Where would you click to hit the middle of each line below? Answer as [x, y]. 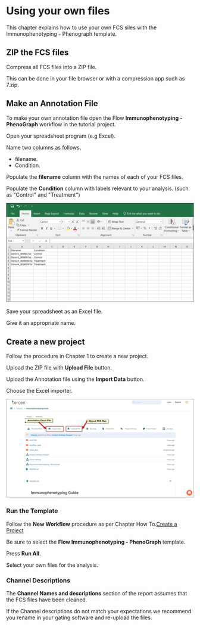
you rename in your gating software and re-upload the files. [79, 617]
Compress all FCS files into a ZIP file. [51, 67]
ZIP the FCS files [37, 53]
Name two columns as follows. [44, 147]
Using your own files [58, 11]
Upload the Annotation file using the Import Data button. [75, 379]
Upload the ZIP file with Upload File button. [59, 368]
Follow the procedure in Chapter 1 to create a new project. [77, 356]
